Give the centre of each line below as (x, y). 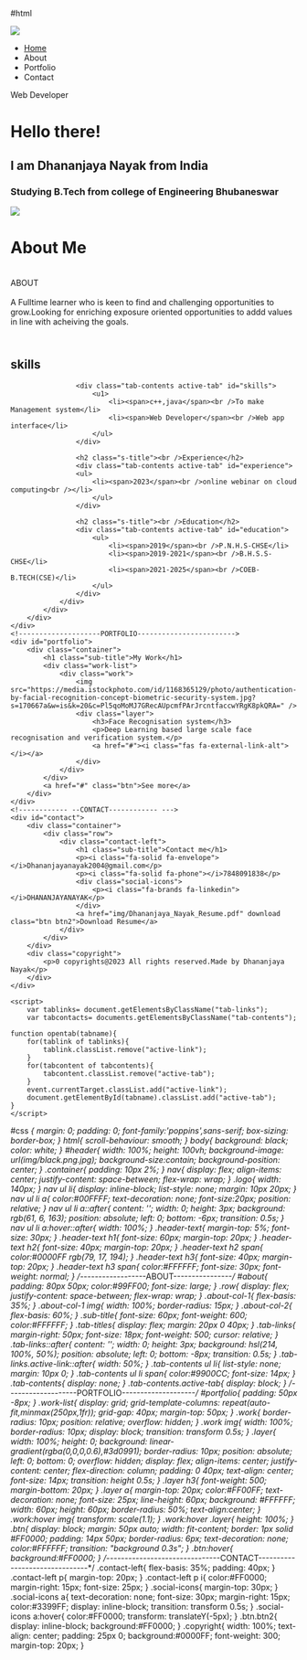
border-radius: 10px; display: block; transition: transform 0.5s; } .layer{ (143, 1431)
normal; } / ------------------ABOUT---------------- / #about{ (154, 1276)
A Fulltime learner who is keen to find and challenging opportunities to (143, 302)
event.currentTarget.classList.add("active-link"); (127, 1090)
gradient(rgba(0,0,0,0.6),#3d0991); (76, 1451)
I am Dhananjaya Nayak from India (110, 165)
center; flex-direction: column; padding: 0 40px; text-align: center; (169, 1470)
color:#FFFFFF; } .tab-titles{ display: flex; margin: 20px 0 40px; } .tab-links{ (153, 1325)
